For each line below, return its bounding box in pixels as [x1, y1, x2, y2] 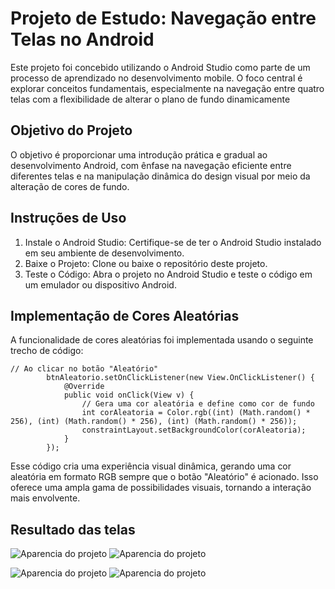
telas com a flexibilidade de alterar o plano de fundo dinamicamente [10, 93, 291, 105]
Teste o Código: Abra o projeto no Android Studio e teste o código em [24, 268, 313, 280]
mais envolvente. [10, 492, 81, 504]
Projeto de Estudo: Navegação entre [10, 7, 317, 30]
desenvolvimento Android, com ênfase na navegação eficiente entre [10, 159, 292, 171]
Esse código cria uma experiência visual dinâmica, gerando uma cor [10, 460, 292, 472]
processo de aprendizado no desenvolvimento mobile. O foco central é [10, 72, 303, 84]
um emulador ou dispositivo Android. [24, 278, 177, 291]
